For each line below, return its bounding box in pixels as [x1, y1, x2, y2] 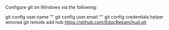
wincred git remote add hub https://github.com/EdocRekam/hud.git [5, 19, 147, 25]
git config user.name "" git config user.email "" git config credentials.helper [5, 14, 164, 19]
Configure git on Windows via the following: [5, 4, 98, 10]
